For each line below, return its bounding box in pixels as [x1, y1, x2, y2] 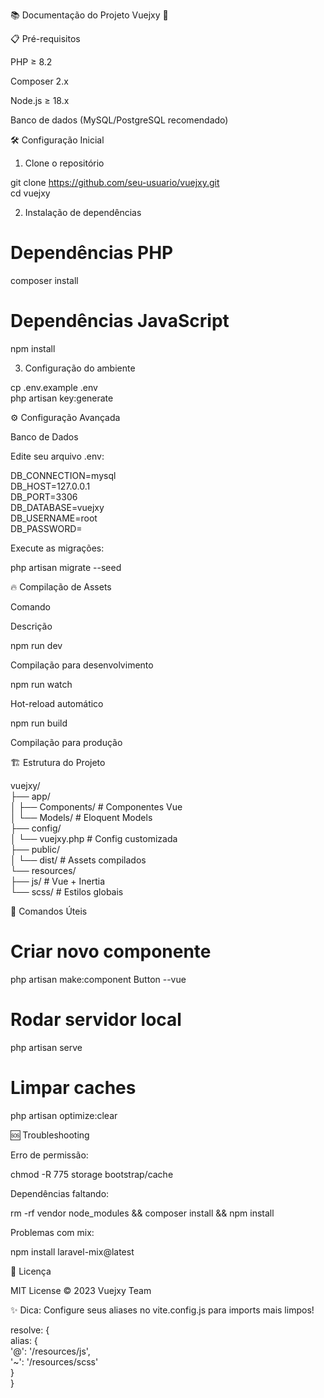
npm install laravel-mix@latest [10, 1245, 135, 1258]
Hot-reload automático [10, 697, 104, 709]
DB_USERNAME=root [10, 512, 98, 524]
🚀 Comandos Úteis [10, 905, 88, 917]
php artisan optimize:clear [10, 1109, 118, 1121]
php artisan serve [10, 1041, 83, 1053]
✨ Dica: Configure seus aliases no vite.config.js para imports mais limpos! [10, 1304, 315, 1316]
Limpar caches [10, 1076, 137, 1099]
